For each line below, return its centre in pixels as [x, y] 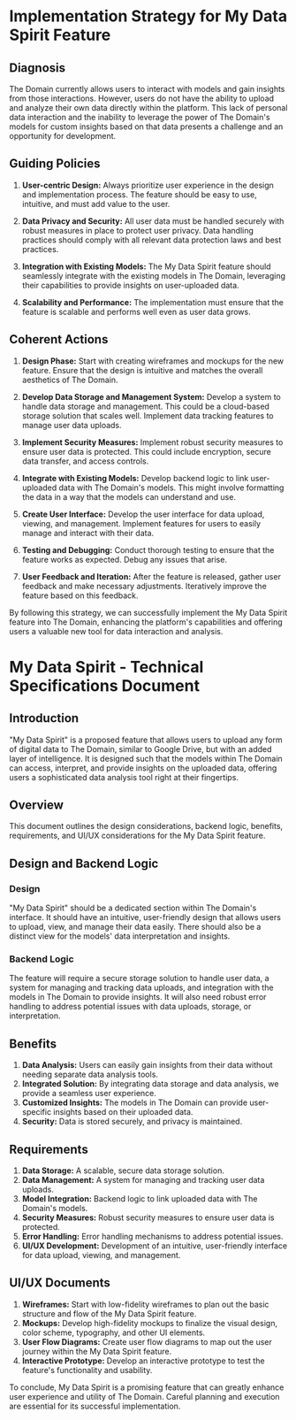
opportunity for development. [63, 136]
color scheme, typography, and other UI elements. [114, 1332]
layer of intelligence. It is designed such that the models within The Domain [146, 758]
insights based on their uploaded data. [123, 1112]
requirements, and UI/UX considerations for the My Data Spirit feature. [137, 836]
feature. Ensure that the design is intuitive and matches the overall [142, 370]
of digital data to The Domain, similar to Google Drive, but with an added [140, 748]
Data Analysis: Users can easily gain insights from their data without [147, 1065]
